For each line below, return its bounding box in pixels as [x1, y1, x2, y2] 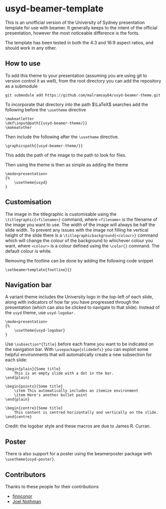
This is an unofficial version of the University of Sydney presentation [5, 19, 145, 25]
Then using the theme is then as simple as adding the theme [5, 162, 128, 168]
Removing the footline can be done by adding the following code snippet [5, 257, 154, 263]
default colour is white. [5, 248, 52, 254]
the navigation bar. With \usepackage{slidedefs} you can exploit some [5, 346, 149, 352]
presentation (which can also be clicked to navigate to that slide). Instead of [5, 304, 160, 311]
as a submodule [5, 83, 38, 89]
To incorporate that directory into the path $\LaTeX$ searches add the [5, 101, 148, 107]
